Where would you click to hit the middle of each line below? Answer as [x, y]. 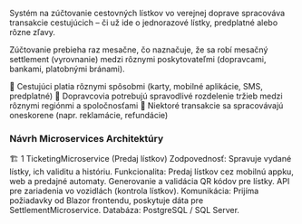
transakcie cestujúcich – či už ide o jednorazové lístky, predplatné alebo [144, 23]
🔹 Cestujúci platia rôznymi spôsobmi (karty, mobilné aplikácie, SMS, [136, 86]
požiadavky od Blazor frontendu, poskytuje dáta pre [107, 201]
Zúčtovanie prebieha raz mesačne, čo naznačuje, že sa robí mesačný [139, 50]
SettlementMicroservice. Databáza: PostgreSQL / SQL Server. [125, 210]
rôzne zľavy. [33, 32]
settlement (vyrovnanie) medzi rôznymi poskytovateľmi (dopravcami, [138, 59]
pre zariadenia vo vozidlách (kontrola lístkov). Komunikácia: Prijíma [134, 191]
